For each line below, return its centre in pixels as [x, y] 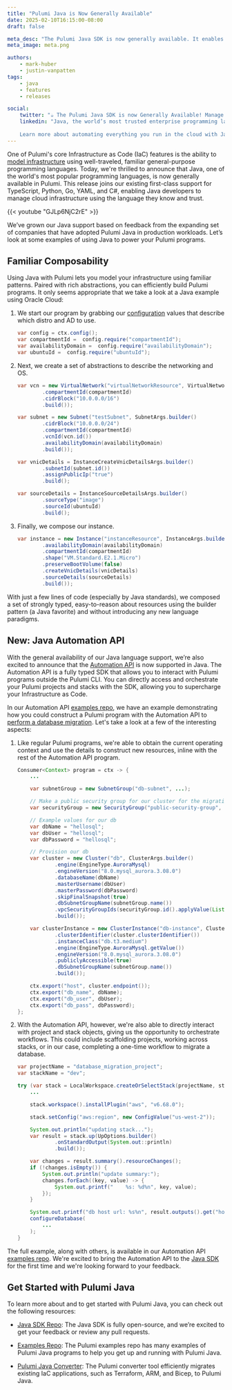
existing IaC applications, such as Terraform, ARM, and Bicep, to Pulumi [119, 1373]
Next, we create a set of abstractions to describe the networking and [115, 365]
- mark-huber [38, 64]
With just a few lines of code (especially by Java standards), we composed [114, 597]
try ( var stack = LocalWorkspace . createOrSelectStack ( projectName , [116, 1086]
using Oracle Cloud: [36, 300]
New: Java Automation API [66, 640]
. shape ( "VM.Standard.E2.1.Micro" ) [92, 558]
